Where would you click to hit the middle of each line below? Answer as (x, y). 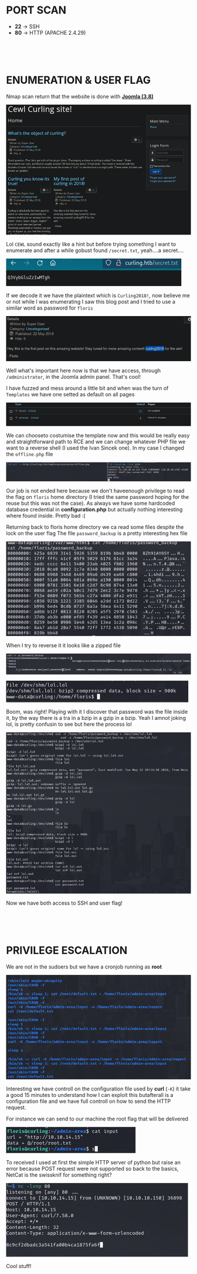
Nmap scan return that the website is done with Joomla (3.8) (80, 96)
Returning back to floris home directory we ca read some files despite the (95, 527)
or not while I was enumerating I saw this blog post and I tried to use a (91, 302)
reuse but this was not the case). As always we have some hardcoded (91, 503)
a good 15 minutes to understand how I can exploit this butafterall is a (90, 1095)
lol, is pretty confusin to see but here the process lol (69, 724)
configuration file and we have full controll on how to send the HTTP (89, 1101)
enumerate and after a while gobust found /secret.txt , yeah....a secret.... (95, 250)
